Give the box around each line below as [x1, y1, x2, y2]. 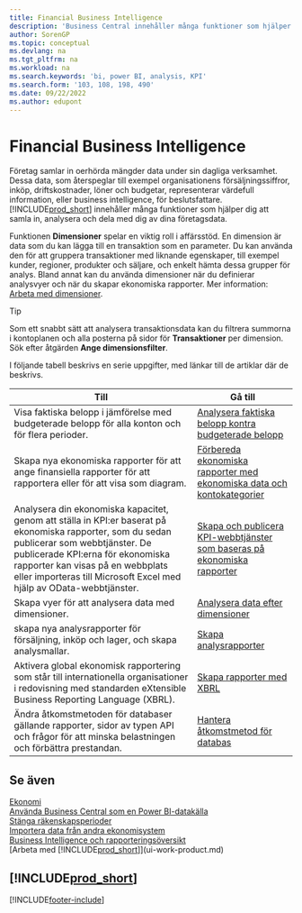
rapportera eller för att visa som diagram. [13, 477, 187, 489]
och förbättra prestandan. [13, 742, 123, 754]
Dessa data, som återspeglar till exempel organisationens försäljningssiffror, [9, 175, 290, 186]
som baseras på [197, 543, 265, 555]
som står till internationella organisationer [13, 671, 189, 683]
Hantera [197, 714, 232, 726]
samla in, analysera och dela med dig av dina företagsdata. [9, 214, 227, 224]
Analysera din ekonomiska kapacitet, [13, 503, 169, 516]
